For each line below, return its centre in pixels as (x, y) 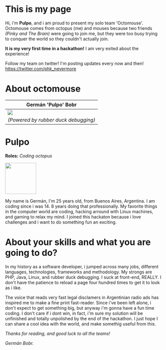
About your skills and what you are (78, 242)
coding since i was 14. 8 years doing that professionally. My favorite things (81, 206)
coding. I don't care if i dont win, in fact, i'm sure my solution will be (74, 313)
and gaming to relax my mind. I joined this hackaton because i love (73, 217)
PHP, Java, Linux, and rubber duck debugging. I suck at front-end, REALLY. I (83, 277)
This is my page (38, 9)
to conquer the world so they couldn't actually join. (57, 39)
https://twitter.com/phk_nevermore (41, 69)
